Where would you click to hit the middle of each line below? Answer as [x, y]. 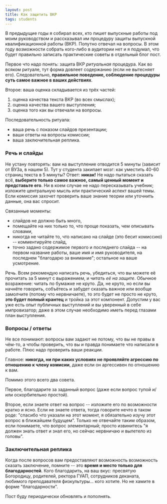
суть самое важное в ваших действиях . [49, 80]
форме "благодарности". [32, 487]
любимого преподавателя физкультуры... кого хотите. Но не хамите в [80, 481]
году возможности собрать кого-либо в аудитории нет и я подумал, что [82, 49]
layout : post [19, 10]
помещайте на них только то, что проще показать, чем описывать [83, 226]
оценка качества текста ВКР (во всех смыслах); [64, 99]
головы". [14, 436]
